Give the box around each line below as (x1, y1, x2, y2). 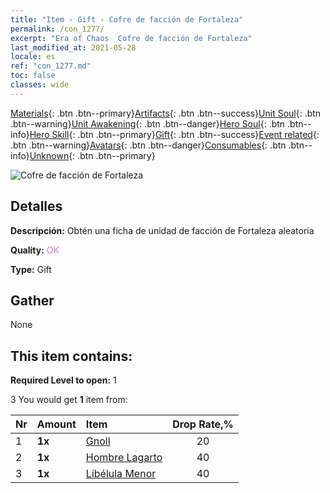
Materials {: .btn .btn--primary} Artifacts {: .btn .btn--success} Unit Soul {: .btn (10, 107, 322, 119)
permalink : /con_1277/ (10, 24, 105, 34)
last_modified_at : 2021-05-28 (10, 42, 137, 53)
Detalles (10, 198, 63, 215)
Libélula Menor (85, 467, 157, 481)
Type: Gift (10, 263, 52, 275)
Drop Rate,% (172, 417, 234, 431)
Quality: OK (10, 244, 60, 256)
